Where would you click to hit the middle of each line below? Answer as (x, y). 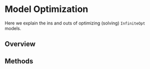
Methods (19, 61)
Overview (20, 44)
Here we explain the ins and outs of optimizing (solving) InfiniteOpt (75, 23)
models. (13, 28)
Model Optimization (46, 9)
